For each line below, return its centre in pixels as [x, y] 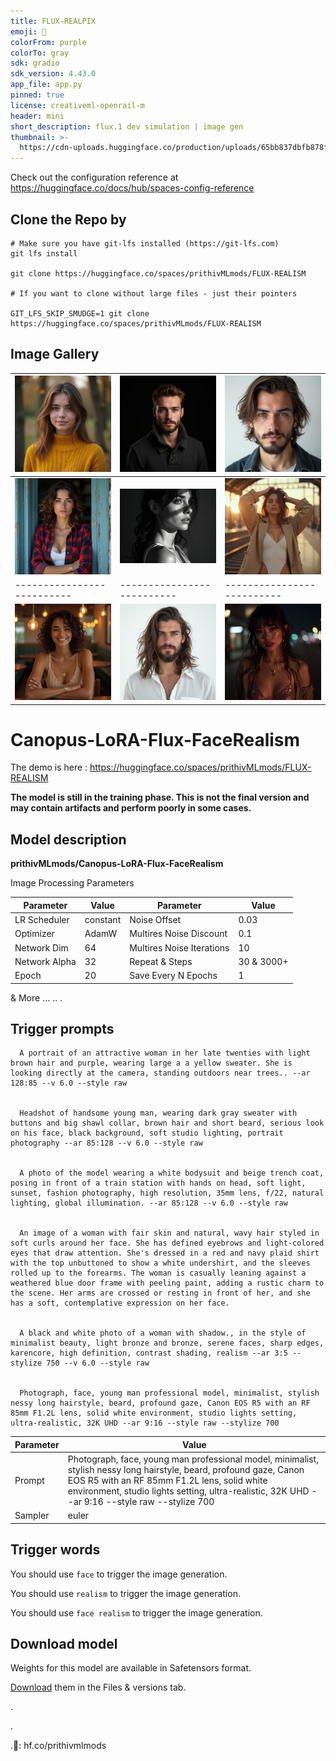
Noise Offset [155, 919]
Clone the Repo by [68, 219]
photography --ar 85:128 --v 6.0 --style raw [106, 1143]
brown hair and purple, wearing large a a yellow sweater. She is [151, 1063]
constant [103, 919]
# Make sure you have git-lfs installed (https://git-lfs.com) [145, 243]
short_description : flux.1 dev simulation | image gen [127, 126]
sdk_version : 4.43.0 [53, 74]
